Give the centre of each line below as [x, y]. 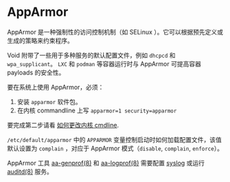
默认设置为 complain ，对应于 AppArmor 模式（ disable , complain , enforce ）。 [115, 148]
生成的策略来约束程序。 [40, 40]
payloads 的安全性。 [36, 72]
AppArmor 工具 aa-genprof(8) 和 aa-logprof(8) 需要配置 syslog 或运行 [106, 163]
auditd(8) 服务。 [30, 171]
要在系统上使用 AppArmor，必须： [56, 87]
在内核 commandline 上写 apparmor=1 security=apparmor [97, 110]
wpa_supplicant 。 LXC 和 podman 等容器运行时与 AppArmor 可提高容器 [104, 63]
